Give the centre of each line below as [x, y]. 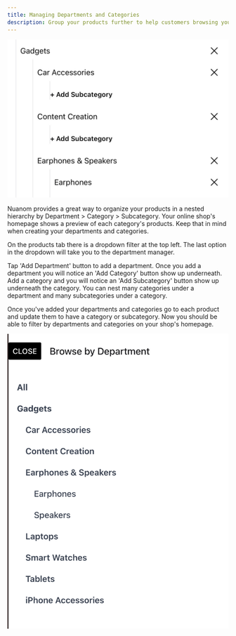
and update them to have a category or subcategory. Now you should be [112, 317]
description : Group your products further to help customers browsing [113, 22]
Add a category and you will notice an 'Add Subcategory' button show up [113, 280]
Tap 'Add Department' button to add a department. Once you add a [104, 265]
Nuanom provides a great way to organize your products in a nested [106, 208]
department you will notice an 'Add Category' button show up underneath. [115, 273]
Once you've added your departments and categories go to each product [113, 309]
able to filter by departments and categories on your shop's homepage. [111, 324]
